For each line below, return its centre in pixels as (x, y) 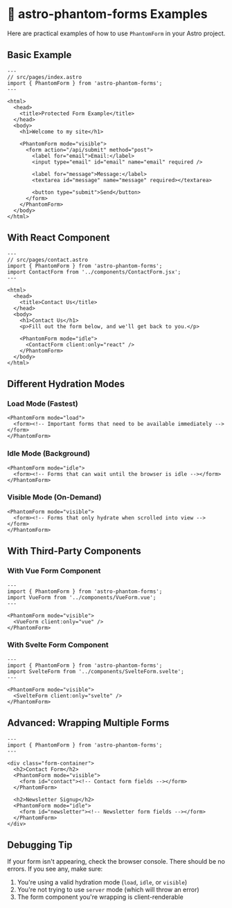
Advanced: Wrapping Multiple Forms (88, 723)
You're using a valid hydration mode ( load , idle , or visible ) (102, 882)
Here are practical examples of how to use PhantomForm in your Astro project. (116, 33)
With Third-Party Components (74, 551)
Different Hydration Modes (66, 384)
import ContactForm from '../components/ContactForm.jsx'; (94, 272)
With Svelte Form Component (58, 645)
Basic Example (39, 55)
